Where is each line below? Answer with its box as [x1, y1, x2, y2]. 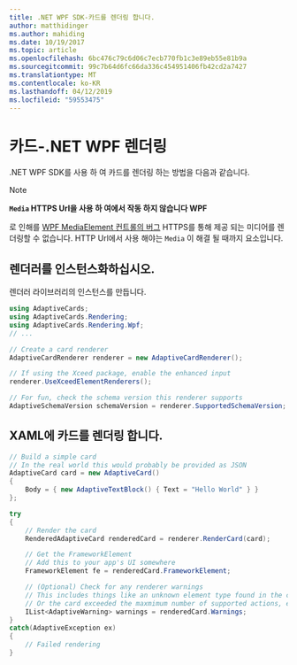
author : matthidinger [9, 21, 89, 30]
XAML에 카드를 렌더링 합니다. [9, 429, 164, 444]
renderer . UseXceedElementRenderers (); [9, 377, 152, 386]
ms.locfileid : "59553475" [9, 95, 104, 104]
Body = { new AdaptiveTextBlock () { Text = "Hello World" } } [25, 485, 259, 494]
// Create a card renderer [9, 344, 109, 354]
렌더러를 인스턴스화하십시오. [9, 261, 156, 276]
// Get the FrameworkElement [25, 550, 133, 559]
